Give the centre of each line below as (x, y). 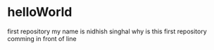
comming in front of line (42, 38)
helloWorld (40, 12)
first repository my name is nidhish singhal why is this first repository (107, 31)
